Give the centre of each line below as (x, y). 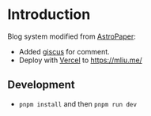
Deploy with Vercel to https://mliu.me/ (81, 60)
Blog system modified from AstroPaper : (72, 36)
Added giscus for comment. (64, 51)
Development (42, 85)
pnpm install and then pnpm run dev (78, 103)
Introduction (49, 15)
